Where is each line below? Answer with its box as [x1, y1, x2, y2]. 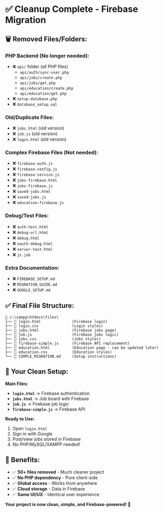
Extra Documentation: [5, 264, 60, 271]
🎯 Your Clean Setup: [5, 367, 69, 376]
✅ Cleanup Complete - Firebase [5, 3, 138, 15]
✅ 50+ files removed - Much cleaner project [12, 469, 104, 475]
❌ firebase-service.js [12, 172, 60, 178]
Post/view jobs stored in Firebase [12, 436, 81, 442]
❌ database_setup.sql [12, 101, 58, 107]
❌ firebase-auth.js [12, 160, 53, 166]
